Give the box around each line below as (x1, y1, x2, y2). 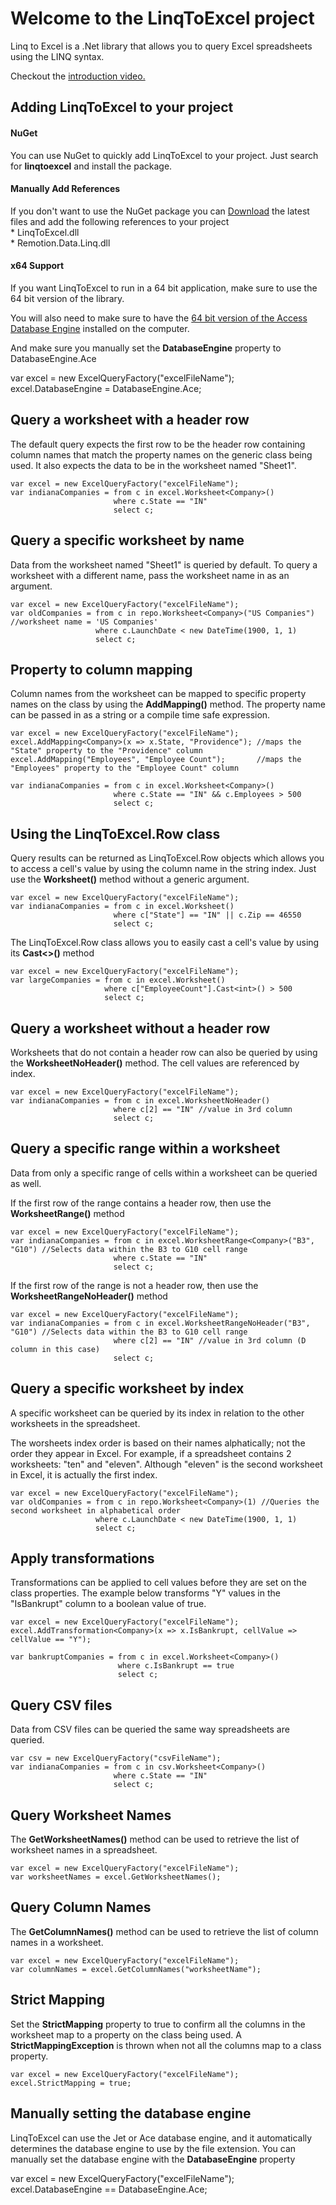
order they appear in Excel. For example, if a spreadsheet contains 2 (10, 1447, 292, 1459)
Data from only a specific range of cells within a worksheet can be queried (10, 1167, 318, 1179)
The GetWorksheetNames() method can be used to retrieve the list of (10, 1833, 300, 1846)
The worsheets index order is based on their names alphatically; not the (10, 1437, 306, 1449)
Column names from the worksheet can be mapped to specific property (10, 688, 307, 700)
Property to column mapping (10, 661, 193, 678)
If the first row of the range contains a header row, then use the (10, 1197, 272, 1209)
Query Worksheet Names (10, 1807, 172, 1824)
